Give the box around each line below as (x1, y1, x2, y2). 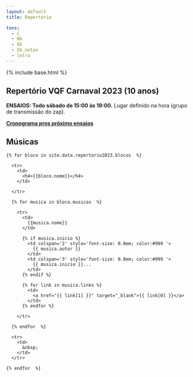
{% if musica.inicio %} (21, 236, 81, 242)
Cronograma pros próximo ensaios (6, 119, 94, 126)
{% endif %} (21, 272, 52, 278)
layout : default (6, 8, 46, 15)
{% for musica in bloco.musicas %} (11, 199, 102, 205)
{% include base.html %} (6, 69, 67, 76)
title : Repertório (6, 14, 52, 20)
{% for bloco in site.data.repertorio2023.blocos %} (6, 153, 143, 159)
